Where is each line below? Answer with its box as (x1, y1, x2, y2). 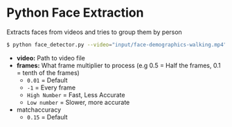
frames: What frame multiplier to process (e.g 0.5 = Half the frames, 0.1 (16, 61, 221, 69)
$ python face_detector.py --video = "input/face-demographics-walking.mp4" (6, 41, 227, 48)
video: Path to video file (16, 53, 86, 62)
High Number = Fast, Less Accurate (26, 90, 125, 99)
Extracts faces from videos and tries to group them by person (6, 28, 183, 36)
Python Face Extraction (6, 5, 144, 21)
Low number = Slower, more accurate (26, 98, 130, 106)
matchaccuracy (16, 105, 62, 114)
